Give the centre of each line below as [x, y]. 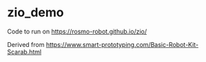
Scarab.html [24, 52]
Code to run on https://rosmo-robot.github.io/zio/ [77, 31]
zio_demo [35, 13]
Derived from [26, 44]
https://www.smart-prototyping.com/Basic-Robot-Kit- [122, 44]
